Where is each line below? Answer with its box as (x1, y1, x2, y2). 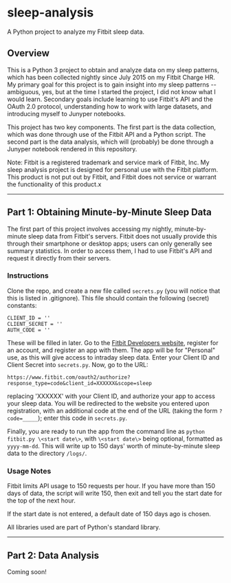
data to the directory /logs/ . (7, 449, 87, 457)
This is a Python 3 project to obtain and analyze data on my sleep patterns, (7, 65, 220, 74)
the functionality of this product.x (7, 180, 102, 188)
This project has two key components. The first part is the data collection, (7, 122, 217, 131)
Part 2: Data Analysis (7, 549, 100, 561)
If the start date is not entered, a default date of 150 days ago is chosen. (7, 510, 211, 518)
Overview (7, 47, 50, 59)
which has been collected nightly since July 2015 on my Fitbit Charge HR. (7, 73, 215, 81)
